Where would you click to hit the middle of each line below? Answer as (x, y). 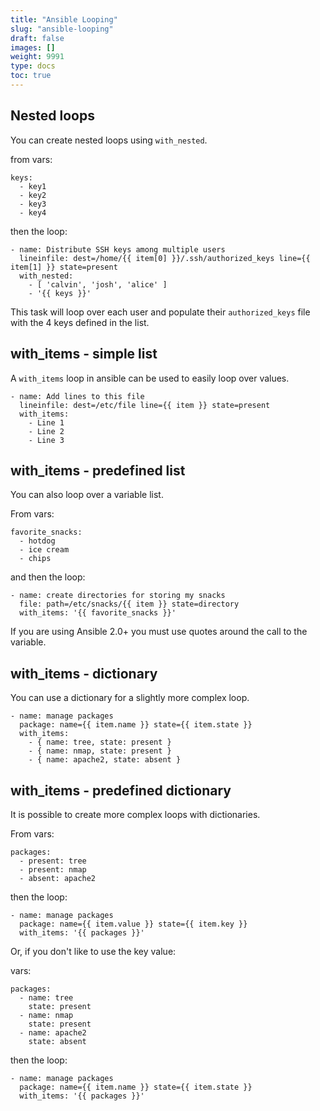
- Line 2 (46, 431)
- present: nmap (53, 869)
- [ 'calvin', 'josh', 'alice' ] (98, 284)
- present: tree (53, 861)
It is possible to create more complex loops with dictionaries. (135, 814)
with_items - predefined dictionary (121, 790)
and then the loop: (48, 577)
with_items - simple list (84, 354)
